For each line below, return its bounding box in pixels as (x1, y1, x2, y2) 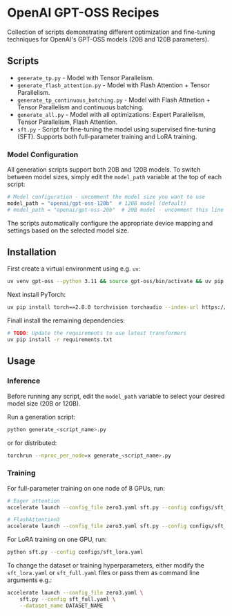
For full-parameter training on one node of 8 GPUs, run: (7, 484, 166, 492)
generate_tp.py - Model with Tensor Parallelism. (17, 73, 154, 82)
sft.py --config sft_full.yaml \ (19, 595, 116, 603)
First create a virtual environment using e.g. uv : (7, 264, 141, 273)
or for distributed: (7, 438, 57, 447)
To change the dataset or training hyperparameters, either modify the (7, 561, 205, 570)
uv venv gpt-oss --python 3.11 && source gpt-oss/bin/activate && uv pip (7, 278, 224, 285)
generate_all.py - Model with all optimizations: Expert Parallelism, (17, 110, 206, 118)
